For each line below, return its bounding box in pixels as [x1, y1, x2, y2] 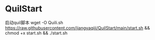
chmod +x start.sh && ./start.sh [5, 30, 68, 36]
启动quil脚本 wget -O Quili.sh [5, 20, 63, 25]
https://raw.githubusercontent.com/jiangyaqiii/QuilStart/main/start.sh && [5, 25, 150, 30]
